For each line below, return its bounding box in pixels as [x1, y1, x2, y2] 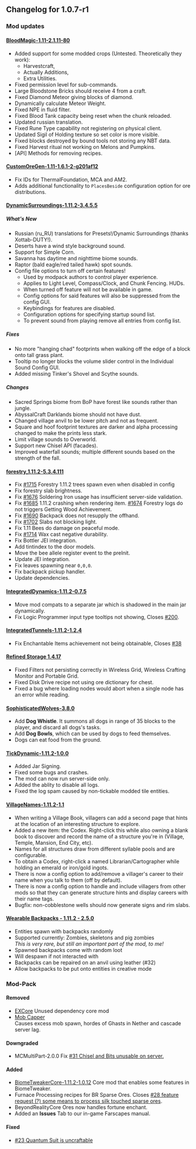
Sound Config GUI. [14, 364, 60, 371]
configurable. [14, 851, 47, 858]
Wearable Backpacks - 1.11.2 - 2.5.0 [6, 915, 95, 922]
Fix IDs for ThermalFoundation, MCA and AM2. [14, 176, 128, 183]
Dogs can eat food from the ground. [14, 736, 102, 743]
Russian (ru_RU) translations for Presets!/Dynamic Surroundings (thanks [14, 230, 189, 237]
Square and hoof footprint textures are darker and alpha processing [14, 423, 178, 430]
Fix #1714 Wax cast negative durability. [14, 531, 108, 538]
